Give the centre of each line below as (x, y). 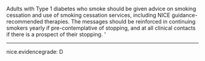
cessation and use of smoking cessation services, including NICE (88, 15)
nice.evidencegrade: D (35, 52)
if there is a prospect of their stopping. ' (56, 34)
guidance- (185, 15)
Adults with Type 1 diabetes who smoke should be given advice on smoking (101, 9)
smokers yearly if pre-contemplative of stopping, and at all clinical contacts (101, 28)
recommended (25, 21)
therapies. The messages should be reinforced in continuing (120, 21)
